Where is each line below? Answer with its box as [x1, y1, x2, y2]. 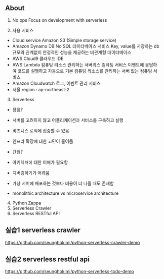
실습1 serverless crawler [5, 226, 81, 234]
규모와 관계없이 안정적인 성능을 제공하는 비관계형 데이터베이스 [12, 49, 132, 55]
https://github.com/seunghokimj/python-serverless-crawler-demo [5, 239, 140, 245]
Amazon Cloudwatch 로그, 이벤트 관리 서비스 [12, 80, 101, 86]
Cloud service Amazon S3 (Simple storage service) [12, 37, 117, 43]
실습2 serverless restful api [5, 255, 90, 264]
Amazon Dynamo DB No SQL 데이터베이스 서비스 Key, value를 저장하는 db [12, 43, 160, 49]
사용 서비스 [12, 27, 34, 33]
